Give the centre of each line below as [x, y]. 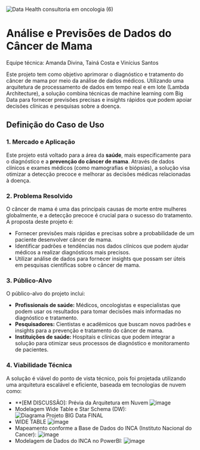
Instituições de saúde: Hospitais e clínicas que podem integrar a [95, 337]
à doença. [19, 180]
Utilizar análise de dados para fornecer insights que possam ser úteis [100, 259]
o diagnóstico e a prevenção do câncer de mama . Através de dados [90, 161]
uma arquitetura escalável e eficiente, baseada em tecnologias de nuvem [96, 384]
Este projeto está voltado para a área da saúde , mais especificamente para [99, 155]
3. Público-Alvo [29, 280]
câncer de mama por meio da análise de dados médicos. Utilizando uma [95, 80]
